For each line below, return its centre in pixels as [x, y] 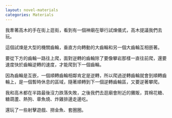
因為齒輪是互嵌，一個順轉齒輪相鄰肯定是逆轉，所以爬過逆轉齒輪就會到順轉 [84, 75]
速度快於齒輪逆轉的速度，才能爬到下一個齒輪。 [55, 64]
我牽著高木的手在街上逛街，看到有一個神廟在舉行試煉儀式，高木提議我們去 [84, 30]
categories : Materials [29, 15]
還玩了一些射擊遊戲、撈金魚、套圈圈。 [46, 110]
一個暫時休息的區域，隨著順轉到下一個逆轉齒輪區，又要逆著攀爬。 [92, 82]
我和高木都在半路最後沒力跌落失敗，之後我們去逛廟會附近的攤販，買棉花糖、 [86, 92]
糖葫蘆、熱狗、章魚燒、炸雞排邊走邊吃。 [48, 99]
